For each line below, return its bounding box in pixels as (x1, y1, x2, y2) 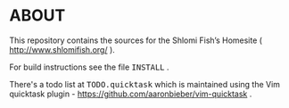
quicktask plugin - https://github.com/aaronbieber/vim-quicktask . (9, 88, 252, 99)
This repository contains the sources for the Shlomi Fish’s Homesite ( (9, 35, 263, 46)
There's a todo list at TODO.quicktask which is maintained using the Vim (9, 79, 281, 89)
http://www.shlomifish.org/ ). (9, 44, 116, 54)
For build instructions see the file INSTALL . (9, 62, 169, 72)
